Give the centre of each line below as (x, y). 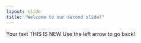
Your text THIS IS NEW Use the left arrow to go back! (71, 34)
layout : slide (24, 11)
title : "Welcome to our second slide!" (55, 17)
